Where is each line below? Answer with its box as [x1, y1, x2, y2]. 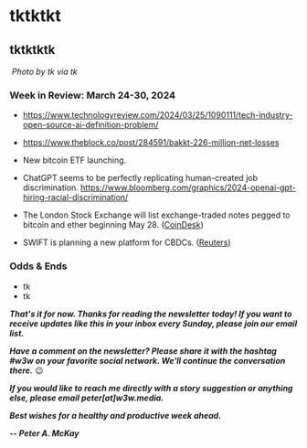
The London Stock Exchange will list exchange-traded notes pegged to [22, 209, 291, 220]
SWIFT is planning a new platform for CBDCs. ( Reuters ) [22, 237, 231, 248]
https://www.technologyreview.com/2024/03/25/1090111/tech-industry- [22, 110, 294, 121]
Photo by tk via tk [11, 66, 78, 77]
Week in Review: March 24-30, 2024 [9, 89, 176, 101]
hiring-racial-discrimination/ [22, 192, 129, 203]
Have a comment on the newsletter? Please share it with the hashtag [9, 345, 277, 357]
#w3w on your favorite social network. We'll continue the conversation [9, 355, 286, 366]
